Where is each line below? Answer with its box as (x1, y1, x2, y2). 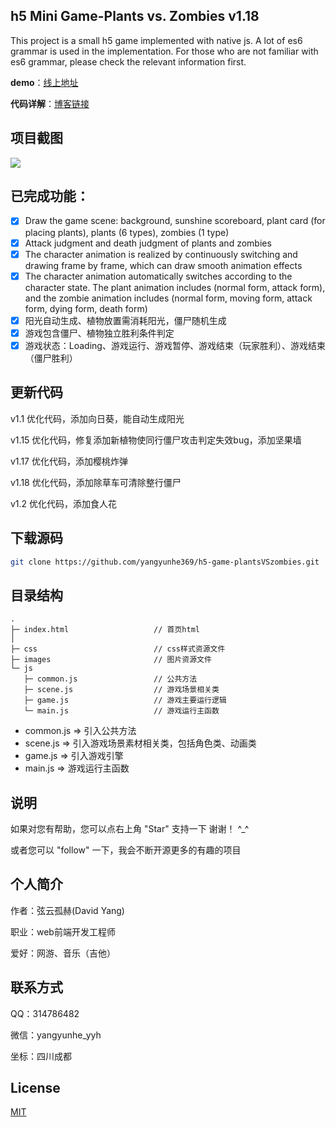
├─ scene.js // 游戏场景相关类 (23, 685, 220, 695)
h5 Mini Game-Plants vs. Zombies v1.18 (10, 8, 260, 25)
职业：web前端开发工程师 (10, 925, 116, 938)
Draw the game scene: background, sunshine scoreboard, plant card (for (24, 215, 326, 227)
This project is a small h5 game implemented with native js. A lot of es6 (10, 34, 303, 46)
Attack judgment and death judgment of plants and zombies (24, 237, 272, 249)
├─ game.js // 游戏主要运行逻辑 (23, 695, 227, 706)
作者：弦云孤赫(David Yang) (10, 904, 125, 916)
